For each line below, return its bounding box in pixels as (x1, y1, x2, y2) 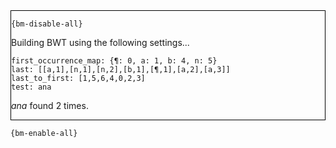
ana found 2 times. (11, 100, 89, 111)
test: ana (11, 82, 52, 92)
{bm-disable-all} (11, 19, 83, 29)
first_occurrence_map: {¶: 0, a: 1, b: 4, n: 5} (11, 56, 218, 66)
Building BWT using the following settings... (11, 37, 190, 48)
